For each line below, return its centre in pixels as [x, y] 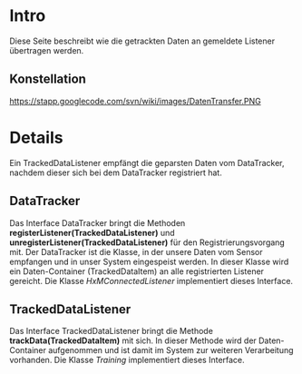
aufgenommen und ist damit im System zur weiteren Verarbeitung [171, 350]
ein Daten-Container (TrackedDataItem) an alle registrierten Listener [137, 271]
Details [36, 138]
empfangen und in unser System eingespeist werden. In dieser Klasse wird [149, 261]
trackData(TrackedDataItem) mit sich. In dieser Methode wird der [133, 340]
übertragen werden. [47, 50]
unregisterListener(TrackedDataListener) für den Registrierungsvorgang [147, 242]
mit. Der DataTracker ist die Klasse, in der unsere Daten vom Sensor [136, 251]
